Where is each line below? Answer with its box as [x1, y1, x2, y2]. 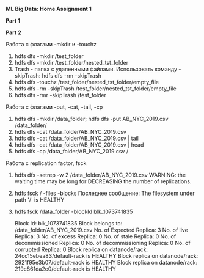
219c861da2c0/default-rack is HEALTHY [14, 265, 117, 273]
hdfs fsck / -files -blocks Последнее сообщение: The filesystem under [14, 189, 195, 197]
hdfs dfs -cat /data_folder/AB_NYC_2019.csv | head [14, 141, 144, 148]
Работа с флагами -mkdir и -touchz [5, 41, 97, 48]
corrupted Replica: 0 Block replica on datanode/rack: [14, 246, 148, 253]
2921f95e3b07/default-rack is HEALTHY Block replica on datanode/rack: [14, 259, 198, 266]
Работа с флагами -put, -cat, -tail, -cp [5, 103, 103, 111]
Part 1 [5, 17, 21, 24]
